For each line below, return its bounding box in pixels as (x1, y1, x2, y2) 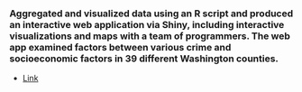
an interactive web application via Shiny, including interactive (9, 18, 285, 31)
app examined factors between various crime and (9, 41, 232, 53)
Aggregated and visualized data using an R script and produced (9, 7, 294, 20)
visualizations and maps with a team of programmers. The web (9, 30, 291, 42)
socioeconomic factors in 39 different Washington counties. (9, 52, 279, 65)
